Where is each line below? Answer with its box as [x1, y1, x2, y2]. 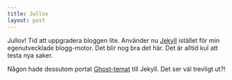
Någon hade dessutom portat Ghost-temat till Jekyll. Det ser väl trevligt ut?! [7, 65, 226, 73]
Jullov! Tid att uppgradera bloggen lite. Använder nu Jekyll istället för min [7, 36, 220, 44]
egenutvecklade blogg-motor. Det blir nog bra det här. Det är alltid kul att [7, 44, 218, 52]
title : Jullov [7, 10, 49, 18]
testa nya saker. [7, 51, 53, 60]
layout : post [7, 17, 46, 24]
